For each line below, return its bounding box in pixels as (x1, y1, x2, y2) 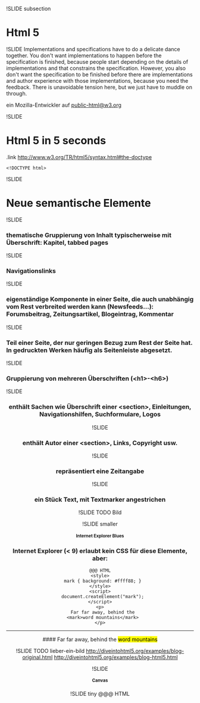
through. (6, 89, 27, 97)
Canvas (92, 677, 108, 684)
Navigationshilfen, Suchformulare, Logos (39, 410, 161, 419)
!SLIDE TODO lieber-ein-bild (15, 648, 85, 655)
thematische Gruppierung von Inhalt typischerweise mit (6, 231, 171, 239)
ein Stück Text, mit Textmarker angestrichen (34, 496, 166, 504)
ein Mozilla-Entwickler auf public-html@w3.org (6, 101, 122, 108)
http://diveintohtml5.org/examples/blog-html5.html (54, 654, 178, 661)
